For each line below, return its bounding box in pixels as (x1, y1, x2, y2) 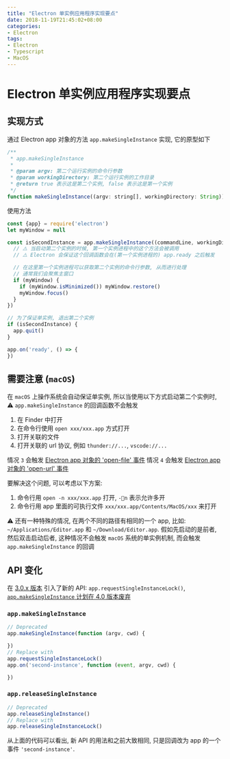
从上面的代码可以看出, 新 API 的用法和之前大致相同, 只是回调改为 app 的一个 (7, 736, 221, 745)
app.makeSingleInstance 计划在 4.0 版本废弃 (7, 593, 131, 601)
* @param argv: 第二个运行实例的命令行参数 (10, 168, 123, 175)
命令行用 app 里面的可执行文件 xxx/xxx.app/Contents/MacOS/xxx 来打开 (16, 502, 217, 510)
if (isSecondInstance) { (7, 321, 78, 328)
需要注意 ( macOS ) (7, 373, 75, 384)
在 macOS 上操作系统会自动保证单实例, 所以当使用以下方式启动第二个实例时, (7, 393, 217, 401)
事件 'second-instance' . (7, 745, 75, 754)
